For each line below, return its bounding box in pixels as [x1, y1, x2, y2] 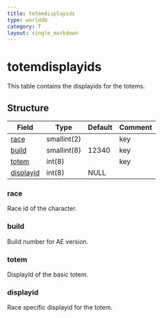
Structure [7, 102, 50, 114]
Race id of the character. [7, 205, 77, 213]
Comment [119, 122, 153, 132]
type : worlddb [7, 17, 48, 24]
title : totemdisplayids [7, 10, 76, 17]
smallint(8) [46, 146, 81, 155]
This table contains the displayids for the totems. [7, 82, 146, 91]
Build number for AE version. [7, 237, 89, 245]
